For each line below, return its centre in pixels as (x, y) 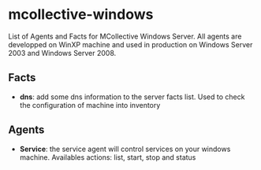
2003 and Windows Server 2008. (62, 53)
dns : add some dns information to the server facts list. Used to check (132, 97)
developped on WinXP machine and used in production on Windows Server (130, 44)
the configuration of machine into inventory (90, 105)
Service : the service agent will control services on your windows (125, 149)
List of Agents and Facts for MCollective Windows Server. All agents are (125, 36)
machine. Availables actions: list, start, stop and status (108, 157)
